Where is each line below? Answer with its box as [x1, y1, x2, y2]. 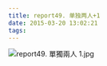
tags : [8, 26, 26, 34]
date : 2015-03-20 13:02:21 [8, 19, 98, 27]
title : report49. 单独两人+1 [8, 11, 101, 20]
